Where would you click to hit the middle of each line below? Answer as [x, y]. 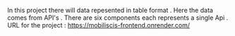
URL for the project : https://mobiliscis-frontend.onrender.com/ [99, 25]
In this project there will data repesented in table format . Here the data [110, 10]
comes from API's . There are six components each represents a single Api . [118, 18]
